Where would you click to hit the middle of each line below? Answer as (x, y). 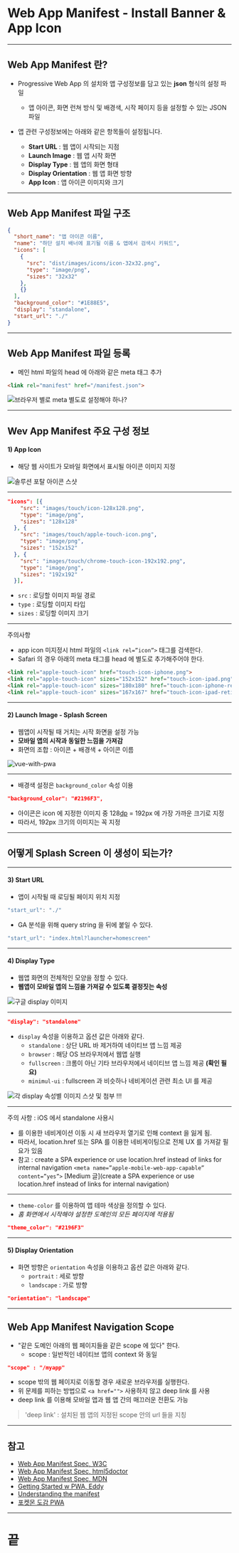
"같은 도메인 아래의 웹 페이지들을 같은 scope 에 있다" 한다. (99, 1345)
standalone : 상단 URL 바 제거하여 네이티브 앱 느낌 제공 (105, 1045)
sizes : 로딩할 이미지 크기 (53, 613)
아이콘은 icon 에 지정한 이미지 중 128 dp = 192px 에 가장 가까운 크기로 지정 (121, 813)
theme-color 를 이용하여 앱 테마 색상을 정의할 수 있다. (92, 1205)
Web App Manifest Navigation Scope (91, 1327)
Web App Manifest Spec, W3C (62, 1464)
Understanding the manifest (59, 1494)
